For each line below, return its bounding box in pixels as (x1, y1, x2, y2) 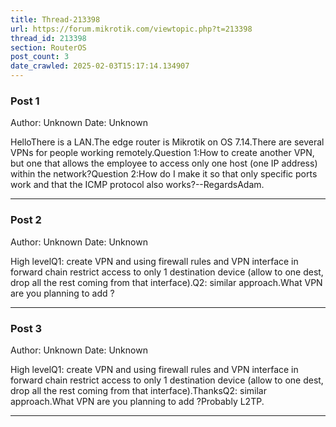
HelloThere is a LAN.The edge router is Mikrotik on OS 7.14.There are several (10, 136, 325, 148)
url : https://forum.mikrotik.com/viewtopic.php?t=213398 (10, 24, 253, 34)
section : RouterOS (10, 42, 87, 53)
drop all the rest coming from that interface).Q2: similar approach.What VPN (10, 276, 323, 288)
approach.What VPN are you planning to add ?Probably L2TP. (10, 395, 265, 407)
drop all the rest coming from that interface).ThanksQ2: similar (10, 384, 267, 396)
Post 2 (10, 213, 42, 227)
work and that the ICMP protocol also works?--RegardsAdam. (10, 179, 265, 191)
